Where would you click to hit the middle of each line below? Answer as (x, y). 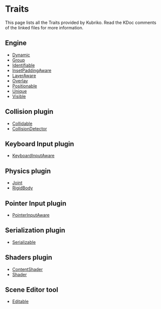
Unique (19, 91)
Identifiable (23, 65)
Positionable (25, 86)
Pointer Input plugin (36, 203)
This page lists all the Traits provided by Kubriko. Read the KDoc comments (81, 22)
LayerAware (24, 75)
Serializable (24, 242)
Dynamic (21, 55)
